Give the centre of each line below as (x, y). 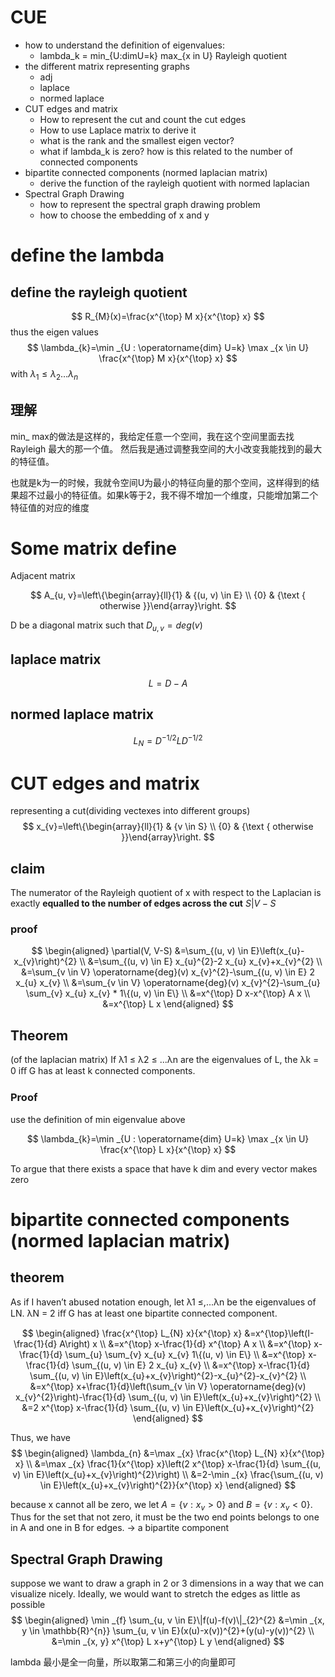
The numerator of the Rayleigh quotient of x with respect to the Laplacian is (166, 893)
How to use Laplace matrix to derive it (118, 130)
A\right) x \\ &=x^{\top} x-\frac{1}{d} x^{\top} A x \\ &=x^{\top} (185, 1343)
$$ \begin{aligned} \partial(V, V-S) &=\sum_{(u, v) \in (140, 951)
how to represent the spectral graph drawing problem (150, 204)
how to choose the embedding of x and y (124, 215)
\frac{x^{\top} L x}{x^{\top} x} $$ (168, 1149)
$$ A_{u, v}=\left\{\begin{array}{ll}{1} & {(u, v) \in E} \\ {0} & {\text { (168, 595)
